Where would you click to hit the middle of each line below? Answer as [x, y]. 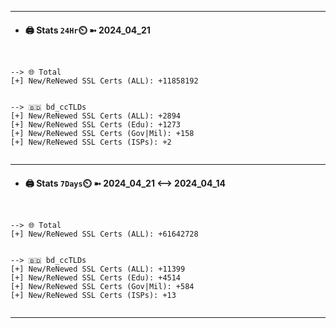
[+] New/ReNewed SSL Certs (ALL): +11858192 [104, 81]
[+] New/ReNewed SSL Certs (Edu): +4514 [96, 278]
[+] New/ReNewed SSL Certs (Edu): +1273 [96, 125]
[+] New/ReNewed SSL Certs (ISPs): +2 [91, 142]
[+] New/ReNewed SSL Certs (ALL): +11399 [98, 269]
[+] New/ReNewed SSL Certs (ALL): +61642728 [104, 234]
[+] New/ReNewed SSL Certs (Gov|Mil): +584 [102, 287]
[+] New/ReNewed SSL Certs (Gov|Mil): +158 [102, 134]
